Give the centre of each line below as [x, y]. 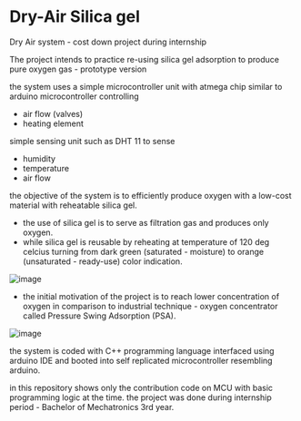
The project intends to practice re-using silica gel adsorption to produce [145, 59]
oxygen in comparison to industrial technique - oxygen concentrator [150, 306]
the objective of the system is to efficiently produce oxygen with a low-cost [151, 195]
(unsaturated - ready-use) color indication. [103, 261]
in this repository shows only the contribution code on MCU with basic [141, 387]
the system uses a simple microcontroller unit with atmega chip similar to [146, 86]
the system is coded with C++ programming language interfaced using [142, 350]
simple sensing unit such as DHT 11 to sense [92, 141]
